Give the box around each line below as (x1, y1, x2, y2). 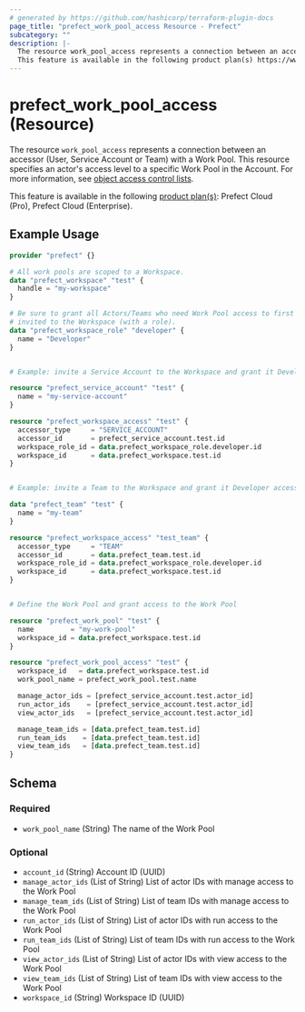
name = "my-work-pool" (17, 625, 136, 634)
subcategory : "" (9, 30, 71, 39)
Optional (9, 846, 48, 858)
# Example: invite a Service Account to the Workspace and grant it (9, 367, 274, 376)
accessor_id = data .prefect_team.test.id (17, 550, 202, 559)
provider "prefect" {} (9, 251, 95, 260)
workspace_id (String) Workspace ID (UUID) (22, 992, 185, 1003)
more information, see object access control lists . (9, 173, 194, 184)
